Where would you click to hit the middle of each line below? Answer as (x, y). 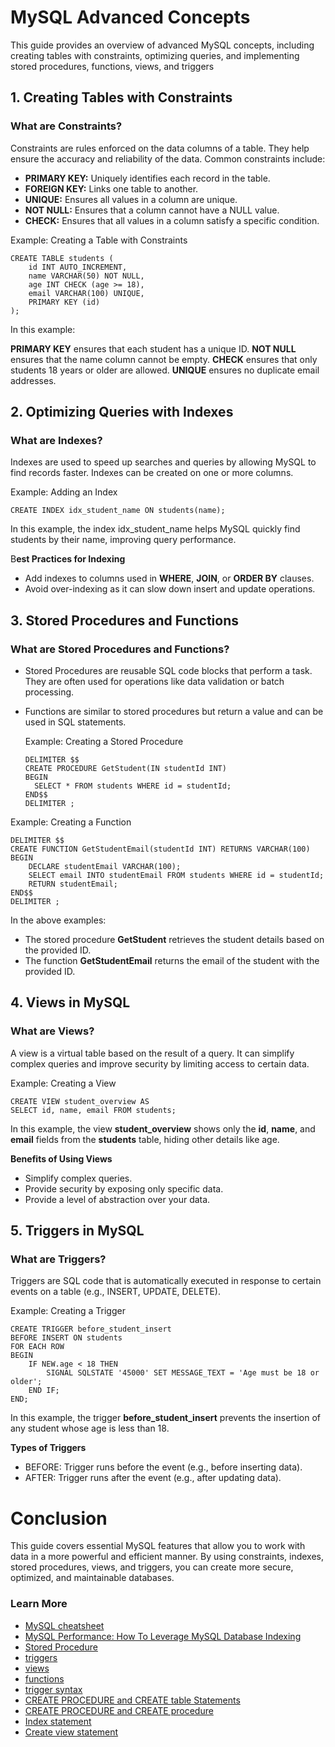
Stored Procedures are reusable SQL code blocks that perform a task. (168, 670)
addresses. (33, 380)
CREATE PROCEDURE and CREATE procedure (119, 1710)
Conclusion (59, 1518)
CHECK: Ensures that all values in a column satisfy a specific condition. (172, 220)
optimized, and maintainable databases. (92, 1578)
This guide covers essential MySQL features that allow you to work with (158, 1546)
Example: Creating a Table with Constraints (99, 240)
